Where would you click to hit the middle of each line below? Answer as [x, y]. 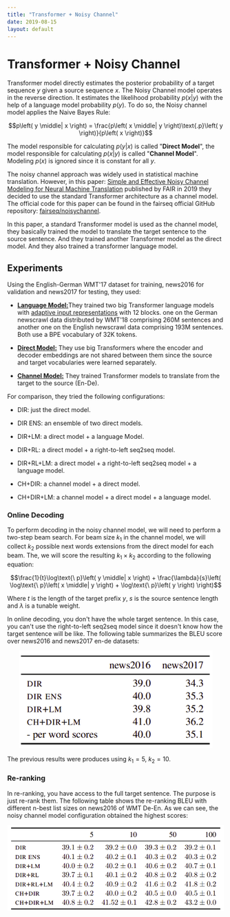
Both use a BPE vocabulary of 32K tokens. [77, 335]
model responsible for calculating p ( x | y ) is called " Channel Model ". [103, 154]
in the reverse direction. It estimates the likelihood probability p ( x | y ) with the [115, 98]
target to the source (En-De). [58, 383]
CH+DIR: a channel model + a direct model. [79, 484]
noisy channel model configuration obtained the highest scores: [97, 815]
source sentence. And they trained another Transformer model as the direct [114, 239]
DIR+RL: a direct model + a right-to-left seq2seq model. [96, 450]
